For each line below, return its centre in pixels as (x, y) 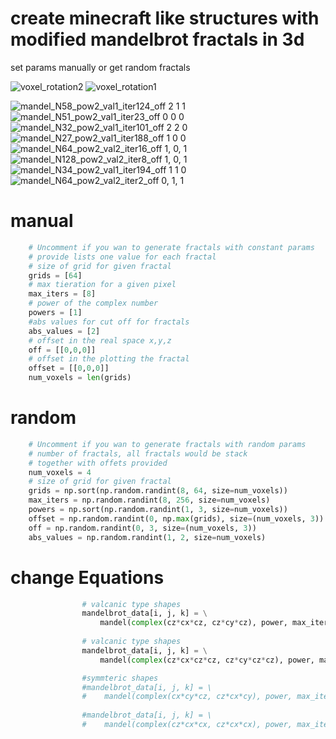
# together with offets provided (98, 463)
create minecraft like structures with (165, 18)
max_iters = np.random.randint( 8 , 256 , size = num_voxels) (149, 500)
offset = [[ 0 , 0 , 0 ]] (69, 368)
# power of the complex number (93, 303)
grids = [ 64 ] (55, 275)
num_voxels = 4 (60, 472)
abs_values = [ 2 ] (64, 331)
